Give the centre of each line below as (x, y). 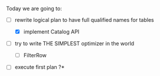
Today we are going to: (34, 9)
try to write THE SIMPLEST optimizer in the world (74, 44)
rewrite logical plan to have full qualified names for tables (84, 20)
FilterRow (35, 55)
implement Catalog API (51, 32)
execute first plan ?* (40, 67)
